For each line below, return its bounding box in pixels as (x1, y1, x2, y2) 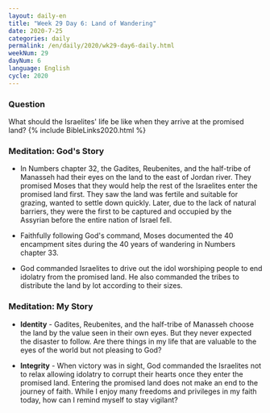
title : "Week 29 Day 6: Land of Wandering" (8, 19, 157, 27)
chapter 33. (19, 248, 59, 258)
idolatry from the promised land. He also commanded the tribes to (19, 272, 239, 282)
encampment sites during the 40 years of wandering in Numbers (19, 240, 236, 249)
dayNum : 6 (8, 57, 42, 65)
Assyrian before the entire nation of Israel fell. (19, 215, 172, 225)
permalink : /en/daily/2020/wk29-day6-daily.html (8, 42, 175, 50)
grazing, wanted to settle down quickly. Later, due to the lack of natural (19, 198, 256, 208)
